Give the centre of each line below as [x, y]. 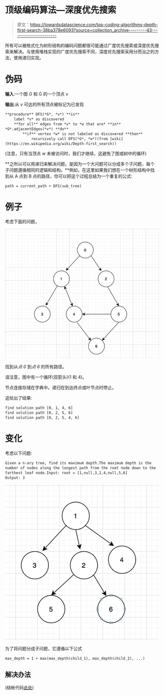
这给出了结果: [19, 398]
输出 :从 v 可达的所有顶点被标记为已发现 [44, 104]
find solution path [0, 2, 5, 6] [39, 413]
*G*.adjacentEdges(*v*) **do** [37, 129]
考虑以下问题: [19, 453]
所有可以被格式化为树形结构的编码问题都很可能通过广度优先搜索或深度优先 [80, 45]
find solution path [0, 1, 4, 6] [39, 408]
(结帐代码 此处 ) [20, 687]
